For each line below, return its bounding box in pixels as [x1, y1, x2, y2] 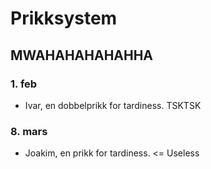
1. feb [10, 77, 38, 91]
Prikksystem [10, 7, 118, 30]
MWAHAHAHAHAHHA [10, 47, 154, 64]
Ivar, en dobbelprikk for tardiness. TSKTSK [24, 99, 202, 111]
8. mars [10, 124, 48, 138]
